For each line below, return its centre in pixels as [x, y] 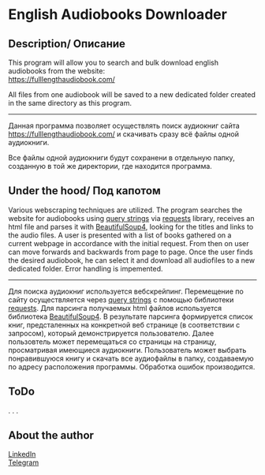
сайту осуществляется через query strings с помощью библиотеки [121, 299]
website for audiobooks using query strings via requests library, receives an [131, 218]
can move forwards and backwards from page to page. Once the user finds [131, 252]
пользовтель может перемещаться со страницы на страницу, [112, 342]
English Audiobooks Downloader [118, 15]
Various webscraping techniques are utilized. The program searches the [125, 210]
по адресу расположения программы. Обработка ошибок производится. [132, 367]
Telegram [24, 462]
